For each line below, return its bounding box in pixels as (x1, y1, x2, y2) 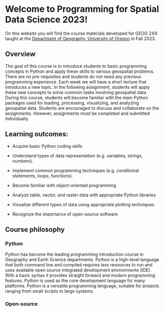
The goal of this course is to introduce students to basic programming (5, 63, 147, 69)
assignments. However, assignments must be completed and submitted (5, 110, 150, 116)
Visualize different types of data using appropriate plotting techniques (12, 201, 155, 207)
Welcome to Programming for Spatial (5, 3, 159, 15)
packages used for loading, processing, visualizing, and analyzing (5, 100, 139, 106)
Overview (5, 50, 36, 58)
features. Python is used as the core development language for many (5, 278, 145, 284)
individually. (5, 115, 30, 122)
